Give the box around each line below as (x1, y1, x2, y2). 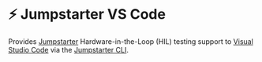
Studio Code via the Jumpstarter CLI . (8, 45, 129, 54)
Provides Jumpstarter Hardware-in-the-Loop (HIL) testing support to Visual (8, 36, 254, 46)
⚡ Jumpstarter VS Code (8, 5, 166, 24)
